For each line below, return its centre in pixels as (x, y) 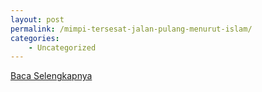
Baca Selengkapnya (51, 76)
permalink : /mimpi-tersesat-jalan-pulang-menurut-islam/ (131, 29)
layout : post (37, 19)
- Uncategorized (62, 47)
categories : (35, 38)
